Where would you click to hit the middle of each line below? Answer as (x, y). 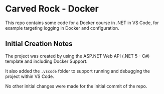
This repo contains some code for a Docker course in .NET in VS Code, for (82, 23)
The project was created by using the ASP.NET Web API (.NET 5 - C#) (77, 56)
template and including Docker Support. (46, 61)
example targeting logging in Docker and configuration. (62, 28)
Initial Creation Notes (39, 44)
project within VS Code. (30, 76)
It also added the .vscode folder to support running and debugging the (78, 71)
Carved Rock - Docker (52, 9)
